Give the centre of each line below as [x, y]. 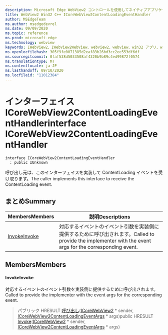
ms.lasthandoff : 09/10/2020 [34, 71]
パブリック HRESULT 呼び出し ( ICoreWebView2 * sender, [75, 311]
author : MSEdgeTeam [25, 19]
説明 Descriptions [110, 216]
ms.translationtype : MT [30, 61]
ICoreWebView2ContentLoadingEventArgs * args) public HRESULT [85, 316]
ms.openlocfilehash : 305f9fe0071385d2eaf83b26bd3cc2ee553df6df [72, 52]
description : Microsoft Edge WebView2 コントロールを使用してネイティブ [76, 10]
